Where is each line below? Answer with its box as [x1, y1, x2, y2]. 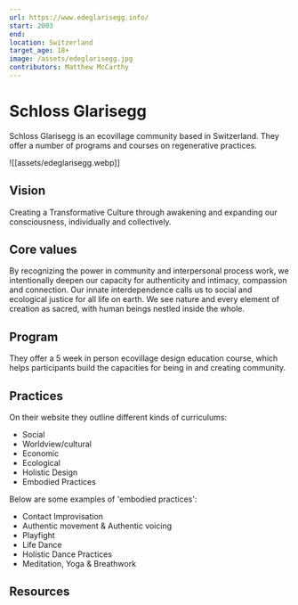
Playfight [21, 530, 55, 541]
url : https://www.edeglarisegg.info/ [9, 12, 149, 22]
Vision [9, 184, 46, 199]
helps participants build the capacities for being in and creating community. [9, 363, 286, 373]
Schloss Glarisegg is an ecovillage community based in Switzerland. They [9, 130, 280, 141]
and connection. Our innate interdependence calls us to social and [9, 284, 253, 295]
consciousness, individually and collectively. [9, 216, 172, 227]
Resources [9, 585, 70, 600]
